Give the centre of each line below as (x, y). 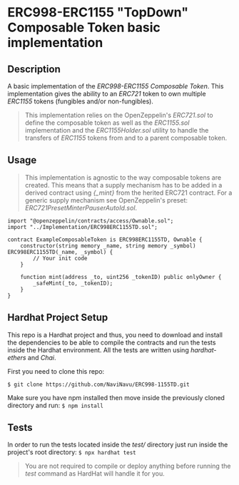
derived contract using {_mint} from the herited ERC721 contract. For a (128, 193)
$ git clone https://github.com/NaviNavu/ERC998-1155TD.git (99, 384)
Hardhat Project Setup (58, 318)
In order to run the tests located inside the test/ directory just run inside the (118, 445)
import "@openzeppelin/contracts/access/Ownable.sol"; (91, 221)
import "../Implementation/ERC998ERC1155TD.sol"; (83, 227)
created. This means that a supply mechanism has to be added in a (123, 185)
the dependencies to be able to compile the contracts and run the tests (112, 342)
